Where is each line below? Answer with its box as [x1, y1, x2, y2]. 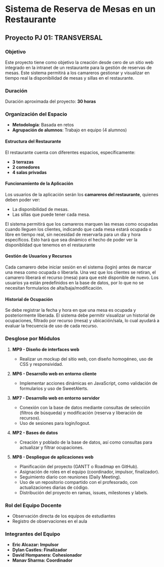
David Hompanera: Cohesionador [12, 552, 82, 558]
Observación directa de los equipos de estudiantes [12, 513, 116, 519]
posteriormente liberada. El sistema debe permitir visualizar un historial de [5, 312, 156, 318]
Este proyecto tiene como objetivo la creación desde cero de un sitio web [5, 59, 154, 65]
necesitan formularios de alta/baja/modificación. [5, 285, 103, 291]
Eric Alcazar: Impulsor [12, 542, 59, 548]
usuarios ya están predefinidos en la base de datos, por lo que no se [5, 280, 144, 286]
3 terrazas [12, 159, 34, 165]
